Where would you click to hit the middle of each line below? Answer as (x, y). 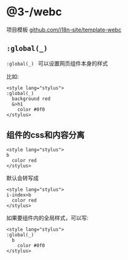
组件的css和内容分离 (45, 135)
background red (31, 99)
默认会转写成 (22, 178)
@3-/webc (34, 12)
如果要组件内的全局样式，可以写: (47, 218)
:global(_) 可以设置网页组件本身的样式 (57, 63)
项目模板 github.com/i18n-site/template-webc (64, 29)
